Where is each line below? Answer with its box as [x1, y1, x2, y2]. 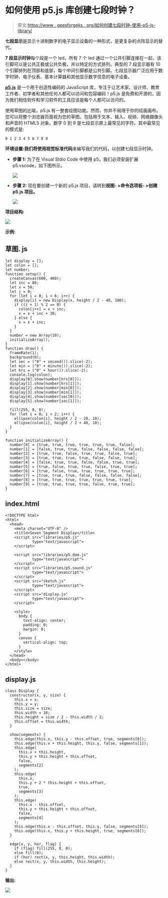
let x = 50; [9, 285, 35, 290]
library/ [17, 28, 32, 34]
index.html [5, 500, 39, 508]
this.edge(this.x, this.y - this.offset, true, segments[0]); [14, 736, 146, 742]
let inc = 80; [9, 280, 39, 285]
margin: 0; [23, 626, 46, 632]
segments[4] [18, 815, 43, 820]
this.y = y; [14, 701, 39, 707]
